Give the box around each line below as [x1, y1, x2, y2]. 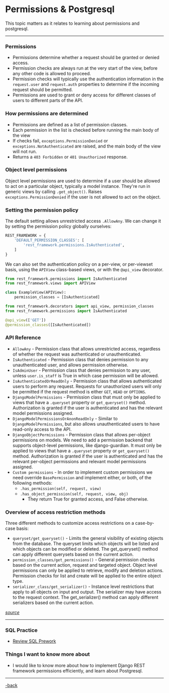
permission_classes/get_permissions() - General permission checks [12, 557, 155, 563]
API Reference [5, 334, 41, 341]
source [5, 610, 20, 616]
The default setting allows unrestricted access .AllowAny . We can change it [5, 218, 161, 224]
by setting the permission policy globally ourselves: [5, 223, 112, 229]
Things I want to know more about [5, 651, 90, 658]
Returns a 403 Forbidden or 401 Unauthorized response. [12, 154, 128, 160]
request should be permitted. [12, 87, 73, 93]
